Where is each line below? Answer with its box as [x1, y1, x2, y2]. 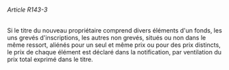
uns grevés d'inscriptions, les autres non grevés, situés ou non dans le [7, 34, 206, 42]
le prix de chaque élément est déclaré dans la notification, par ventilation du [7, 48, 221, 56]
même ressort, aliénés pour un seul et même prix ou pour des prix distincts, [7, 41, 221, 49]
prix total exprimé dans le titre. [7, 55, 94, 64]
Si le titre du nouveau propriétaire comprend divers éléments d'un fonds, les [7, 27, 223, 35]
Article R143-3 [7, 5, 48, 14]
